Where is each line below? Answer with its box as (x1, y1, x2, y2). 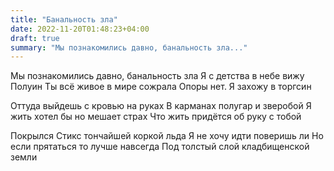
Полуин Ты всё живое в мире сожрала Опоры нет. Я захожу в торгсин (10, 81, 312, 93)
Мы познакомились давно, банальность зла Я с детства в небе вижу (10, 70, 305, 82)
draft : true (10, 33, 60, 43)
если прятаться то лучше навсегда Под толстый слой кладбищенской (10, 141, 310, 153)
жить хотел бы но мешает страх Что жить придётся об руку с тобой (10, 111, 302, 123)
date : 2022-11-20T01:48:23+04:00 (10, 24, 150, 34)
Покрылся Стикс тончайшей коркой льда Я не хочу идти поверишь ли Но (10, 130, 324, 142)
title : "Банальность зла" (10, 14, 118, 25)
